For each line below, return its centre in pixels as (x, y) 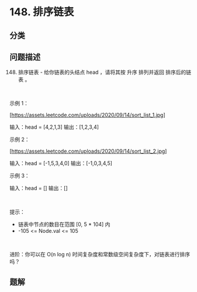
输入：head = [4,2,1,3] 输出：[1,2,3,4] (54, 127)
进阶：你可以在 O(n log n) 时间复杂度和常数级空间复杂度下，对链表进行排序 (100, 255)
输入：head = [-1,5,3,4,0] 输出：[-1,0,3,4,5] (61, 163)
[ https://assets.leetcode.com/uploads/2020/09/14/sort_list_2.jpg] (88, 151)
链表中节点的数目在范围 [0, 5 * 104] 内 (64, 224)
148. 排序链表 (42, 12)
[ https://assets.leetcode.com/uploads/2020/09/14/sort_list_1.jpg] (87, 115)
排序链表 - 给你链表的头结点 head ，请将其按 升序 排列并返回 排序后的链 (105, 72)
